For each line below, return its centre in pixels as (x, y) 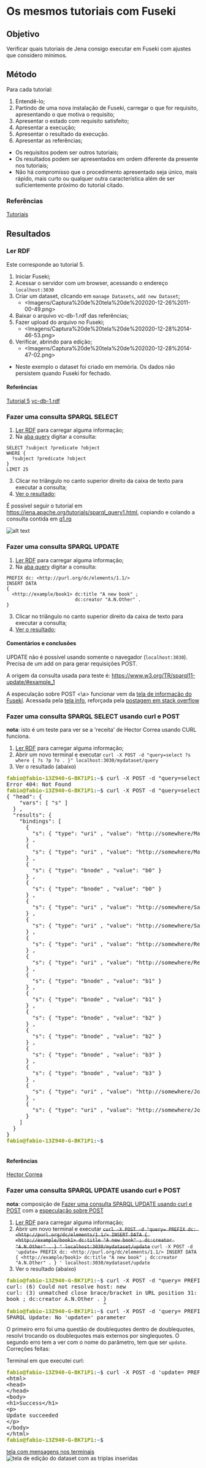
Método (21, 75)
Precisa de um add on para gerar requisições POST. (72, 663)
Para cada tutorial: (30, 89)
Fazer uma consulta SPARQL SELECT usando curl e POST (93, 716)
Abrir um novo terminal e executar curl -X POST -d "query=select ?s (103, 755)
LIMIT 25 (17, 469)
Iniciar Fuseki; (33, 276)
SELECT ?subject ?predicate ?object (53, 448)
